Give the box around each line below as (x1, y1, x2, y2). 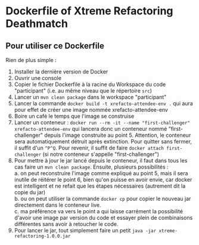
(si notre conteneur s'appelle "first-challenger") (42, 151, 159, 158)
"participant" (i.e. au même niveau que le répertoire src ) (14, 87, 153, 94)
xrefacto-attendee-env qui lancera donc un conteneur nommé (14, 125, 167, 132)
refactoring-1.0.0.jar (14, 233, 71, 239)
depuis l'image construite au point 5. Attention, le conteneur (43, 131, 191, 139)
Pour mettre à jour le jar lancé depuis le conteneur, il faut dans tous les (14, 157, 188, 164)
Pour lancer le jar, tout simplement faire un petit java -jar (14, 227, 157, 234)
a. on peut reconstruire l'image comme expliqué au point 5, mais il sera (14, 170, 188, 177)
